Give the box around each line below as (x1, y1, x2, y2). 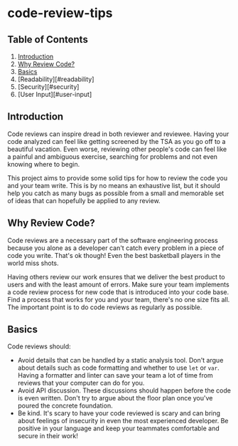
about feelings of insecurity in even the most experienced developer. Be (17, 417, 229, 425)
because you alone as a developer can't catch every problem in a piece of (7, 244, 225, 252)
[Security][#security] (17, 83, 80, 90)
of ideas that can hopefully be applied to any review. (7, 196, 161, 204)
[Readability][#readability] (17, 75, 94, 83)
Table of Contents (7, 33, 89, 46)
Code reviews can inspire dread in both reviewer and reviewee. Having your (7, 130, 229, 138)
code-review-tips (7, 5, 113, 21)
